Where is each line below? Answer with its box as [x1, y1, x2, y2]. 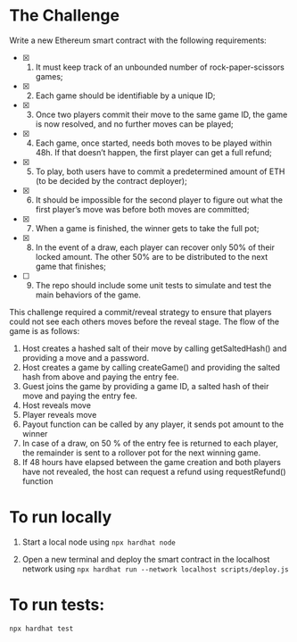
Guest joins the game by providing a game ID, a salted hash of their [21, 380, 269, 391]
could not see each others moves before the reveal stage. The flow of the [9, 316, 279, 327]
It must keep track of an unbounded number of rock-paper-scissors [35, 62, 285, 72]
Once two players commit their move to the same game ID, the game [35, 109, 288, 120]
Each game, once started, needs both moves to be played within [35, 138, 272, 148]
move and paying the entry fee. [21, 390, 138, 401]
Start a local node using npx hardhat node [21, 537, 176, 547]
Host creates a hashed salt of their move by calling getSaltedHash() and [21, 343, 287, 354]
